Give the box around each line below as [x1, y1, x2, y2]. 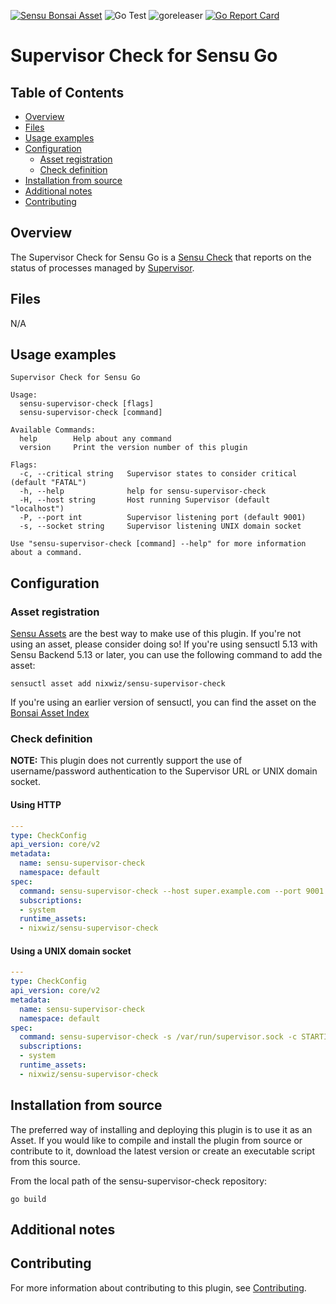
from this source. [10, 1155, 81, 1167]
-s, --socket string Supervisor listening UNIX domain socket [19, 521, 302, 532]
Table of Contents [10, 84, 125, 101]
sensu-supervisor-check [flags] [19, 399, 155, 409]
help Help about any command [19, 434, 172, 444]
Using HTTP [10, 799, 62, 811]
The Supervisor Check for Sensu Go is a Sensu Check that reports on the [10, 251, 312, 263]
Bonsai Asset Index [10, 707, 90, 719]
